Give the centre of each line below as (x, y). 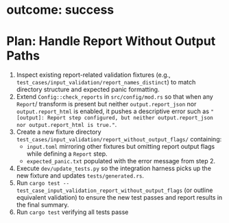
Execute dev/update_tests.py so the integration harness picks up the (114, 168)
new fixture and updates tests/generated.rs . (80, 176)
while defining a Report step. (67, 154)
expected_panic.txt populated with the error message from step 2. (121, 161)
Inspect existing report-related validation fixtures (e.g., (93, 75)
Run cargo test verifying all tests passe (72, 212)
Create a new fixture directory (59, 132)
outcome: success (60, 10)
